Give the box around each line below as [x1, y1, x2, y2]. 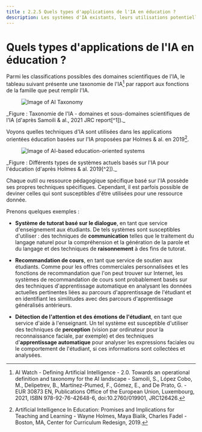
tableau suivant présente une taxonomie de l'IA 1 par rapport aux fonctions [6, 79, 189, 88]
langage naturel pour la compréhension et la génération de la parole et [14, 238, 189, 245]
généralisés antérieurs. [14, 301, 72, 309]
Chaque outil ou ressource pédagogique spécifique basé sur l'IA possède [6, 177, 189, 184]
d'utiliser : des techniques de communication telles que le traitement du [14, 232, 194, 239]
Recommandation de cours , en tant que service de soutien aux [14, 256, 173, 264]
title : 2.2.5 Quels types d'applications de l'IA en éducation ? [6, 8, 176, 15]
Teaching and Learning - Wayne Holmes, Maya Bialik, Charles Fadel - [14, 412, 188, 419]
